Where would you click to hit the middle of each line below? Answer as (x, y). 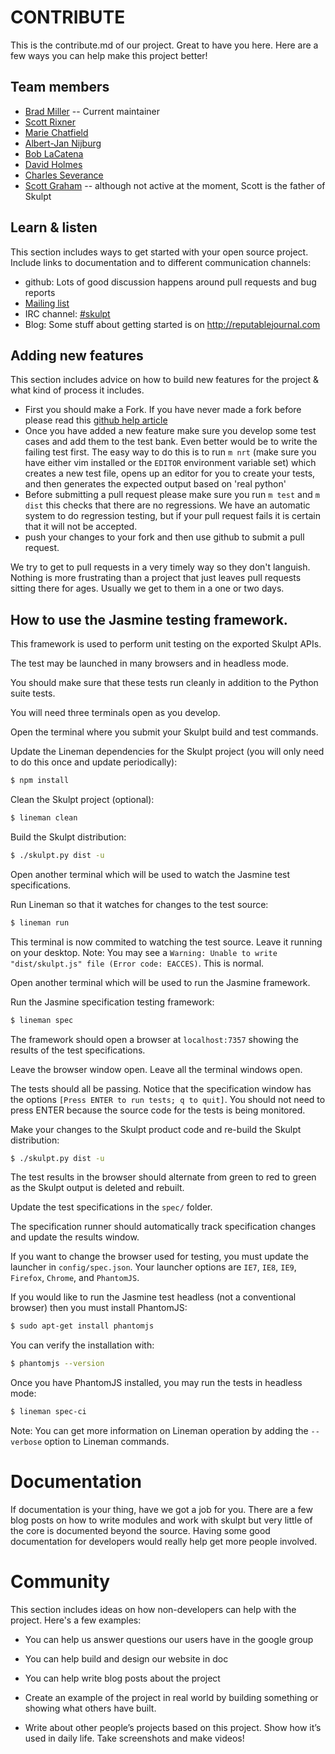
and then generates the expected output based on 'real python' (155, 484)
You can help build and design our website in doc (126, 1658)
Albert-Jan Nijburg (63, 143)
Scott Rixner (50, 122)
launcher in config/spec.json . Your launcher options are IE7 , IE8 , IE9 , (153, 1267)
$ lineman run (40, 922)
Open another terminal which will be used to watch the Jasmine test (150, 874)
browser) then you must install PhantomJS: (99, 1308)
